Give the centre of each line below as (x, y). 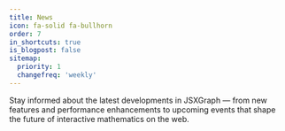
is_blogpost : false (45, 50)
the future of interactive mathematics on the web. (100, 119)
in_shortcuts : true (45, 42)
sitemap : (25, 58)
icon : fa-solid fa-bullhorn (61, 26)
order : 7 (25, 34)
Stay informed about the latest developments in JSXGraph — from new (138, 100)
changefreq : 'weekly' (57, 75)
